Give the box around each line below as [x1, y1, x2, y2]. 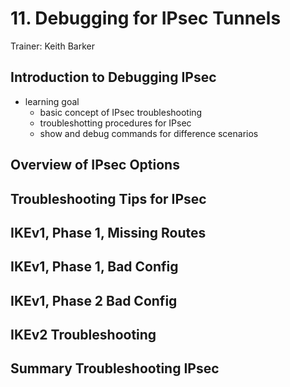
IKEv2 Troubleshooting [10, 327, 157, 344]
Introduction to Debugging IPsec [10, 69, 217, 86]
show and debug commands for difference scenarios [39, 127, 259, 139]
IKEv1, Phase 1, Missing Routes [10, 224, 207, 241]
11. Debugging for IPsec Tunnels [10, 7, 282, 30]
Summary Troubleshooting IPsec [10, 360, 220, 377]
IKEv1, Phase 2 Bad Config [10, 292, 178, 309]
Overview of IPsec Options [10, 157, 180, 174]
